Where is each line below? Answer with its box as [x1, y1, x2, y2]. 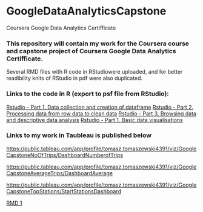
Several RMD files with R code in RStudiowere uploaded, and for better [6, 68, 183, 75]
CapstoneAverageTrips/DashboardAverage [6, 169, 113, 176]
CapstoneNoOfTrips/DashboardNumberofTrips [6, 151, 123, 158]
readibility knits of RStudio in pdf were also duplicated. [6, 74, 143, 82]
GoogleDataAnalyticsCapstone [6, 4, 167, 18]
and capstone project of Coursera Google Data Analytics [6, 47, 177, 55]
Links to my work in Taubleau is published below [6, 131, 152, 140]
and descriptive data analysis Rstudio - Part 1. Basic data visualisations [6, 116, 183, 123]
